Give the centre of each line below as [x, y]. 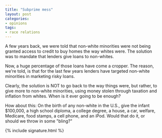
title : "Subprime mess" [29, 10]
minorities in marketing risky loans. [40, 76]
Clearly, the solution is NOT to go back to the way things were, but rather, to [81, 86]
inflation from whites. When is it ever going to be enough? [63, 96]
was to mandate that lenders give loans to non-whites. [60, 56]
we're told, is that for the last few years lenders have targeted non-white [77, 71]
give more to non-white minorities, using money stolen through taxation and [81, 91]
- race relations [23, 32]
